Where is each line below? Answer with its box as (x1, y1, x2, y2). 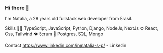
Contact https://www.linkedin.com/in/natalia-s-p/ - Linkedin (5, 42, 127, 49)
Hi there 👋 (5, 4, 30, 11)
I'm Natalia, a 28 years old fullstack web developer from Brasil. (5, 16, 133, 22)
